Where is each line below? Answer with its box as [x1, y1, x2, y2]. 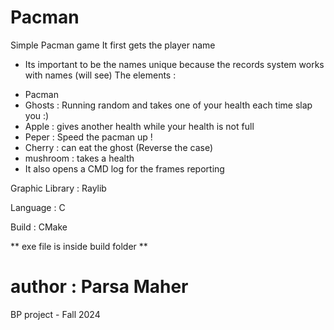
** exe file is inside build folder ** [10, 240, 148, 252]
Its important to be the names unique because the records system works [24, 58, 325, 70]
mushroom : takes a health [24, 152, 135, 164]
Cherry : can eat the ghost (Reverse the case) [24, 141, 213, 153]
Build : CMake [10, 221, 68, 233]
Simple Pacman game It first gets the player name [10, 39, 216, 51]
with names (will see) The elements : [24, 69, 177, 81]
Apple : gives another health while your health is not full [24, 120, 255, 132]
